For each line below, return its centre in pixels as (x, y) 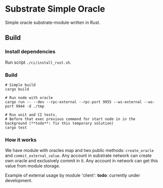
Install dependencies (30, 52)
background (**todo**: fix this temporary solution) (59, 123)
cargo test (16, 128)
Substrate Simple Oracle (55, 9)
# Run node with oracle (29, 98)
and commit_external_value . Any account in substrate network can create (78, 156)
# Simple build (20, 85)
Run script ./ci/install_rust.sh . (38, 62)
